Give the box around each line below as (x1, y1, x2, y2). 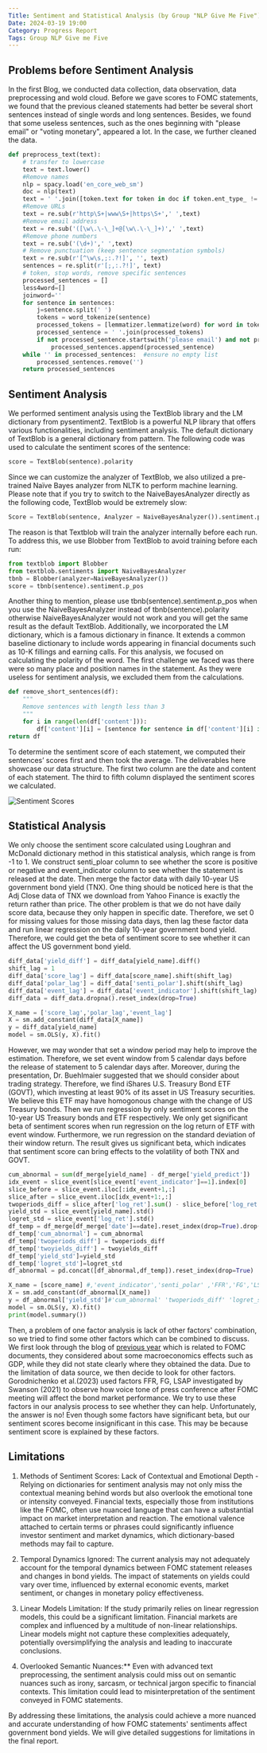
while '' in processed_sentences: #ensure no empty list (22, 350, 219, 358)
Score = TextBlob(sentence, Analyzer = (8, 513, 141, 521)
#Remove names (22, 173, 69, 181)
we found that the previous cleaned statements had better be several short (8, 101, 253, 112)
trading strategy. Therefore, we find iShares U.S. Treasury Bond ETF (8, 1079, 232, 1089)
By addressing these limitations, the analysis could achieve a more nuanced (8, 1710, 257, 1720)
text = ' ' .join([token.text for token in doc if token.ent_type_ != (22, 195, 258, 203)
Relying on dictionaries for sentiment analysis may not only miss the (19, 1479, 242, 1489)
